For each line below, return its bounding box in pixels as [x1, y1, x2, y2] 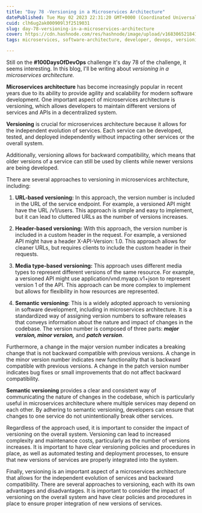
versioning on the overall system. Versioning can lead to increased [6, 430, 171, 438]
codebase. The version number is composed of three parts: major [14, 325, 179, 332]
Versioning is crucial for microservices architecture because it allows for [6, 121, 187, 127]
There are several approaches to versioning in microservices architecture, [6, 176, 189, 183]
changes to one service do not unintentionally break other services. [6, 412, 174, 420]
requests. [14, 251, 39, 257]
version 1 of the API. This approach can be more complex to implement [14, 282, 191, 288]
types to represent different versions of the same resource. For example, [14, 269, 195, 275]
